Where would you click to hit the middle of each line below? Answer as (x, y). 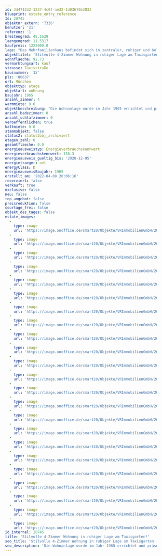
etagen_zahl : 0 (20, 140)
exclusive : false (22, 190)
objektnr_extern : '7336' (30, 23)
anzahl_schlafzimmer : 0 (29, 118)
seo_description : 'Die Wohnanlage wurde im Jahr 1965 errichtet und (75, 546)
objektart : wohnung (25, 91)
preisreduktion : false (28, 203)
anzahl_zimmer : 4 (22, 100)
